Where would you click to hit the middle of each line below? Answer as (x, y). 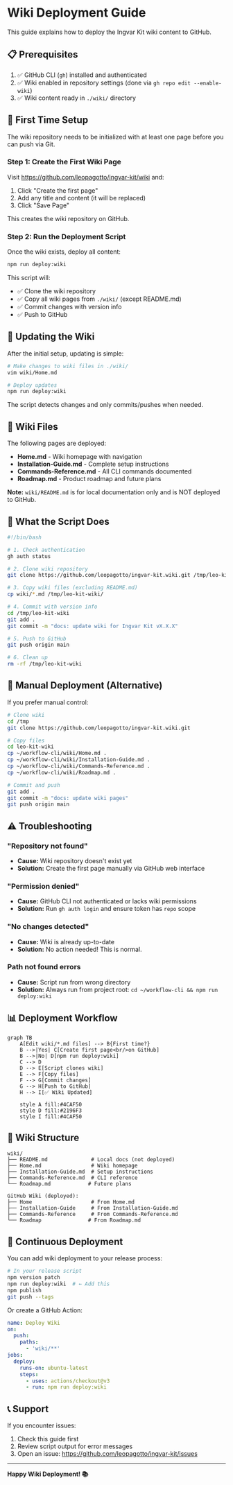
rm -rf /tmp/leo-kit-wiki (44, 664)
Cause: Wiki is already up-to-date (66, 941)
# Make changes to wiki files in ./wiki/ (68, 366)
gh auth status (29, 556)
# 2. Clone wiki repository (48, 569)
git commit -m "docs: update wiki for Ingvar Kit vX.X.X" (93, 626)
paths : (29, 1342)
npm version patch (34, 1278)
